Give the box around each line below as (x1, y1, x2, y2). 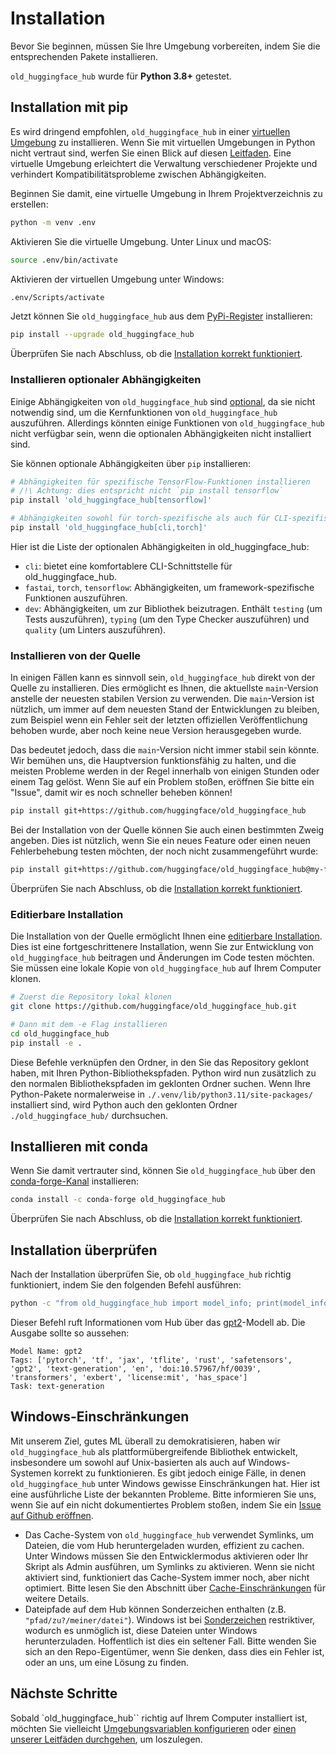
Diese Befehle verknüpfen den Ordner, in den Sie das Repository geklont (10, 1056, 310, 1068)
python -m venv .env (10, 217, 97, 227)
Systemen (10, 1467, 52, 1479)
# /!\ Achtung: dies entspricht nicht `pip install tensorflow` (10, 486, 284, 496)
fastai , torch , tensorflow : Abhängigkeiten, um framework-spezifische (24, 581, 315, 593)
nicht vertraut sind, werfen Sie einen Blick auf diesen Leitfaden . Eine (10, 147, 292, 159)
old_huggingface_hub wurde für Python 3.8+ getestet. (10, 70, 232, 82)
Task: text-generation (10, 1382, 105, 1392)
